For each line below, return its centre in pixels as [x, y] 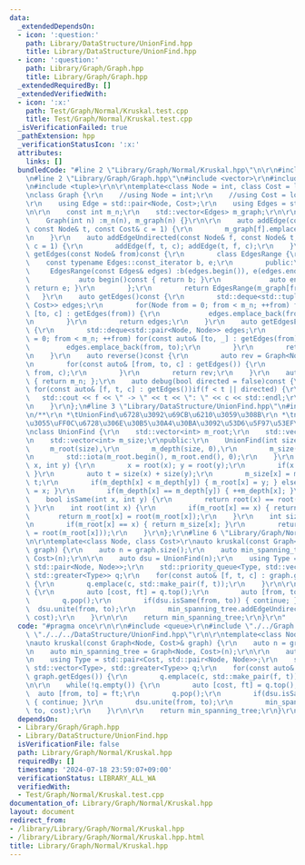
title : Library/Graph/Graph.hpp [87, 77]
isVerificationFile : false [69, 745]
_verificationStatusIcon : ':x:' [79, 144]
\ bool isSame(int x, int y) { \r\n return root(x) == [150, 499]
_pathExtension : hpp [56, 136]
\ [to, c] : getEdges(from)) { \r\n [93, 313]
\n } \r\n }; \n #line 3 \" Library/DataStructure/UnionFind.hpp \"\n [156, 407]
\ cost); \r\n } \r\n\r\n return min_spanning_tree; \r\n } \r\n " [156, 618]
